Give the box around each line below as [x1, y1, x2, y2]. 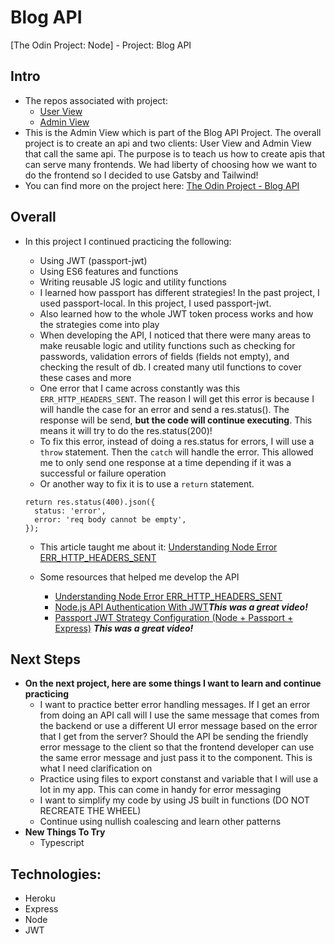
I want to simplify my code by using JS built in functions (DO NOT [39, 794, 310, 806]
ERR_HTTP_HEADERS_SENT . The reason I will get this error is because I [39, 392, 315, 405]
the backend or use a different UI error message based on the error [39, 720, 318, 732]
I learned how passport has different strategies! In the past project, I [39, 286, 320, 298]
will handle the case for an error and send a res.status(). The [39, 403, 290, 415]
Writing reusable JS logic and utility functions [39, 276, 227, 288]
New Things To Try [24, 826, 106, 838]
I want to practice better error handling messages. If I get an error [39, 699, 311, 711]
